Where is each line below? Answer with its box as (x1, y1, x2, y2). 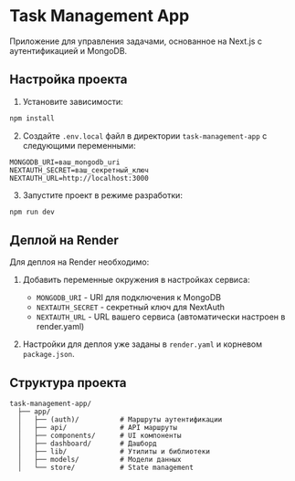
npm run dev (9, 207, 55, 216)
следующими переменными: (22, 140, 136, 151)
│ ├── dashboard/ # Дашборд (17, 439, 157, 448)
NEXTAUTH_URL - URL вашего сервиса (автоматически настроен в (36, 311, 286, 322)
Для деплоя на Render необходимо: (9, 256, 150, 267)
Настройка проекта (9, 72, 128, 88)
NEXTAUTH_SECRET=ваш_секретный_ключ (9, 165, 149, 174)
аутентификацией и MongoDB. (9, 45, 128, 56)
